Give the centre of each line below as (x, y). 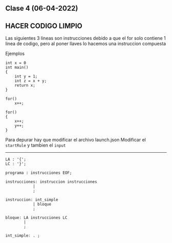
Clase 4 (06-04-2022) (42, 8)
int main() (17, 68)
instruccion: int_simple (32, 200)
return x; (25, 86)
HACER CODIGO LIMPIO (44, 26)
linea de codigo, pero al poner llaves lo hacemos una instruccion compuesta (86, 44)
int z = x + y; (31, 81)
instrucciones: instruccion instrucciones (51, 182)
